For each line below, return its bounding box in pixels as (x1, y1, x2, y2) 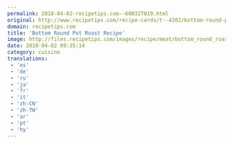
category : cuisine (7, 49, 60, 56)
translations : (7, 55, 49, 62)
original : (7, 17, 36, 24)
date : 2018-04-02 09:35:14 (7, 42, 85, 49)
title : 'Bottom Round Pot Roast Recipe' (7, 29, 126, 37)
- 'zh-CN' (10, 100, 39, 107)
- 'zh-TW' (10, 107, 39, 114)
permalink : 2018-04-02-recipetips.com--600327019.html (7, 10, 169, 17)
